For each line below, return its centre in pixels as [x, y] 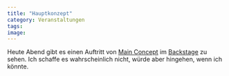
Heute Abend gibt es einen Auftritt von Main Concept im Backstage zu [107, 52]
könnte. [18, 66]
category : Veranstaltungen [46, 20]
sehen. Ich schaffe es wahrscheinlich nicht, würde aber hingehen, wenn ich [115, 60]
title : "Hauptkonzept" [40, 13]
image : [17, 33]
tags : [15, 26]
